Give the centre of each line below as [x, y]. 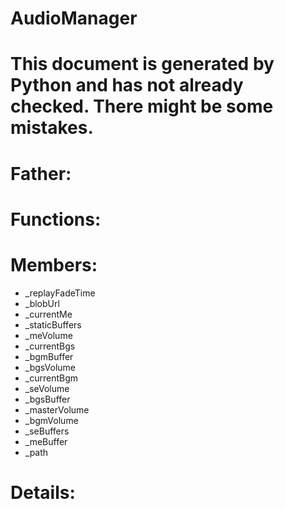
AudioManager [74, 18]
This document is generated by [142, 64]
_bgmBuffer [49, 356]
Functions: [56, 219]
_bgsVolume [50, 367]
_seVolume [47, 388]
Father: [41, 173]
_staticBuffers [53, 324]
